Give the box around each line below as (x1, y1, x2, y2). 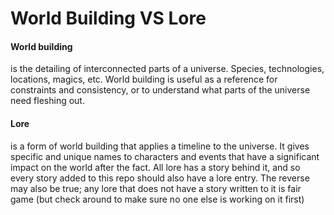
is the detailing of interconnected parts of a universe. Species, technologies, (10, 63, 325, 75)
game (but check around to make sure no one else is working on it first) (10, 193, 305, 205)
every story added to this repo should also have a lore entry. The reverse (10, 172, 310, 184)
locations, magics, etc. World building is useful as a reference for (10, 73, 278, 86)
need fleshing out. (10, 95, 85, 107)
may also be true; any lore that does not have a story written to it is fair (10, 182, 302, 194)
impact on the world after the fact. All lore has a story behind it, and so (10, 161, 301, 173)
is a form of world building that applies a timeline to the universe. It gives (10, 140, 310, 152)
